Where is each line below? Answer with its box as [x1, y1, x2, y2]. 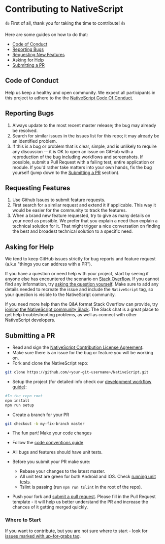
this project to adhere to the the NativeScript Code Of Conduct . [5, 95, 133, 101]
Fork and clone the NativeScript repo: [12, 360, 89, 366]
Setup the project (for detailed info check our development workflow [12, 378, 152, 384]
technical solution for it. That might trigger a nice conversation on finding [12, 223, 161, 229]
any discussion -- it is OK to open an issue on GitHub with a [12, 148, 133, 154]
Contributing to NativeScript [5, 3, 124, 15]
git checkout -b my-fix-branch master [5, 421, 85, 426]
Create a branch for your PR [12, 412, 69, 418]
